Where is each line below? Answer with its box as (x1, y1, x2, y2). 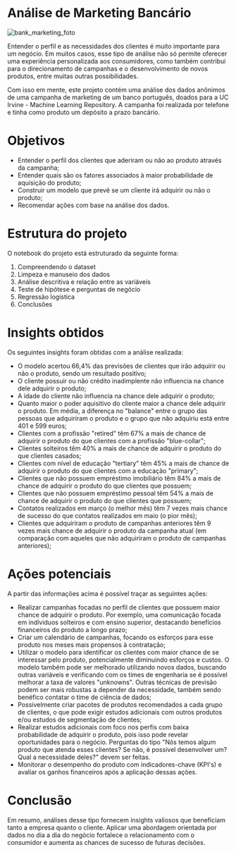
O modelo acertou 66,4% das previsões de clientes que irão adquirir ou (17, 362, 225, 370)
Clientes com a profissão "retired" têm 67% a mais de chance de (17, 428, 206, 438)
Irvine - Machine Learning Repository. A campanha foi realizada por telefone (7, 100, 230, 109)
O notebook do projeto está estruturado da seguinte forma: (7, 249, 179, 257)
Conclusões (17, 300, 53, 308)
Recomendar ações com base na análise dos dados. (17, 201, 170, 209)
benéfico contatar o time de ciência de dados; (17, 693, 151, 701)
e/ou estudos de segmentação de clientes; (17, 715, 142, 724)
